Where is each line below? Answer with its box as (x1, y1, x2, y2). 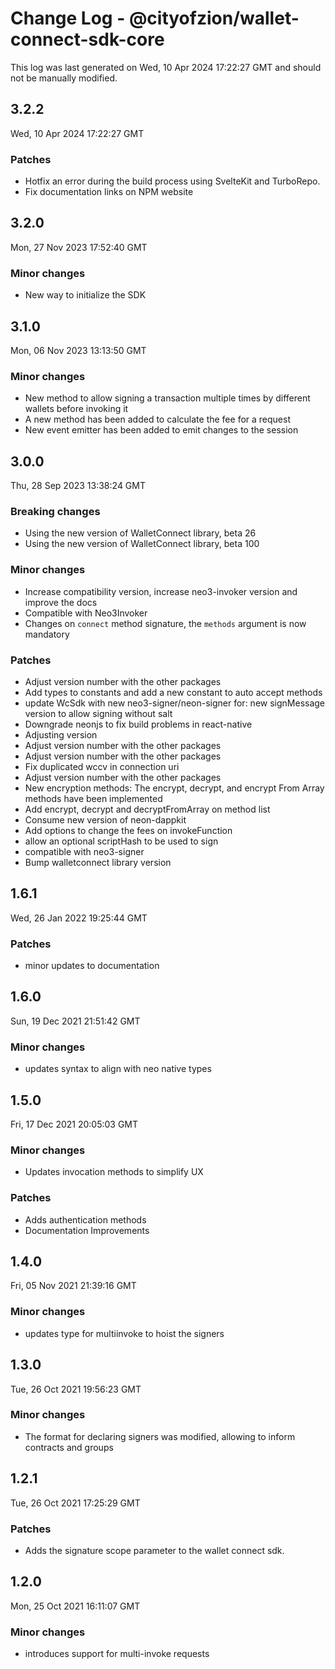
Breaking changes (10, 505, 101, 518)
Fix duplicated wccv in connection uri (24, 760, 180, 772)
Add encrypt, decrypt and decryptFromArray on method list (24, 803, 271, 815)
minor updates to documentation (24, 960, 160, 972)
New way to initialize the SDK (24, 289, 147, 301)
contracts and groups (24, 1441, 114, 1453)
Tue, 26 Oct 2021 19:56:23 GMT (10, 1383, 142, 1395)
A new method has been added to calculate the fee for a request (24, 413, 291, 426)
